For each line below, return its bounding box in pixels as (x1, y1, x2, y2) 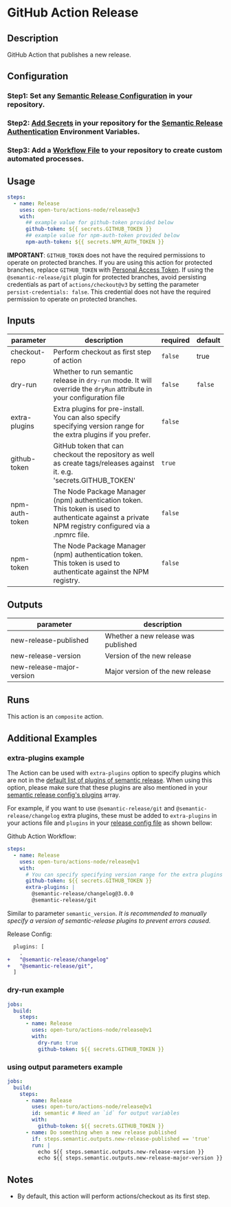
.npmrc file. (53, 530, 90, 539)
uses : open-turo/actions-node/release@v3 (19, 206, 140, 213)
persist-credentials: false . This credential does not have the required (7, 288, 211, 296)
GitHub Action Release (7, 5, 139, 21)
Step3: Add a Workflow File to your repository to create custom (7, 146, 223, 155)
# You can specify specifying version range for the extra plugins (25, 871, 223, 878)
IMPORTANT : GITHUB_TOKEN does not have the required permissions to (7, 250, 206, 259)
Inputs (7, 315, 36, 327)
